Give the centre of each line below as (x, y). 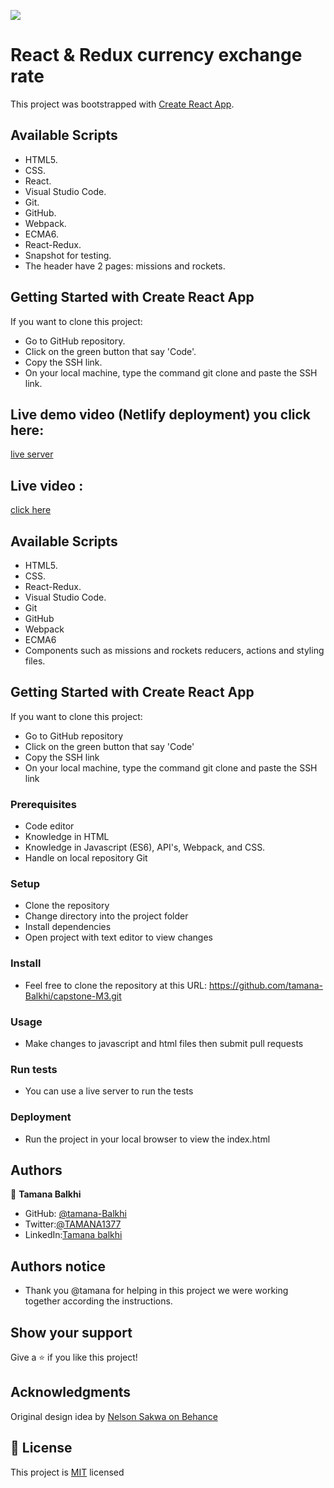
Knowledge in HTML (67, 837)
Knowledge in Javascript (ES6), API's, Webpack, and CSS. (145, 847)
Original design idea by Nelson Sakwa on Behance (114, 1416)
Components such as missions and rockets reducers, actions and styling (174, 650)
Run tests (34, 1069)
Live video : (47, 485)
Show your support (71, 1332)
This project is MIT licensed (67, 1472)
